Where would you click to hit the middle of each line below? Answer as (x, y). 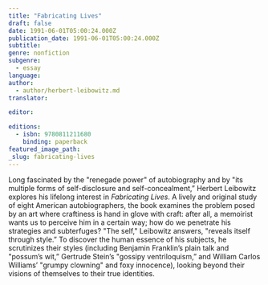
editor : (21, 112)
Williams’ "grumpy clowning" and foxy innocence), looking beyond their (126, 265)
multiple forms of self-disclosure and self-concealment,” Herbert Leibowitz (132, 188)
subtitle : (25, 46)
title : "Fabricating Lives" (55, 16)
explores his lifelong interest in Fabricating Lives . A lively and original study (133, 197)
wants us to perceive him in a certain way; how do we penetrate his (120, 222)
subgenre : (25, 61)
